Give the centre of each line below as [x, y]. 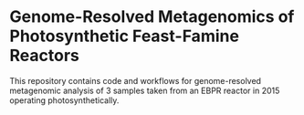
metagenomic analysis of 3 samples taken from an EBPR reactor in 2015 [145, 90]
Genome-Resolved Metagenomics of [152, 17]
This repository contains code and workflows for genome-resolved [136, 80]
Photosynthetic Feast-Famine [125, 36]
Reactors [44, 56]
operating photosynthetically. [64, 100]
